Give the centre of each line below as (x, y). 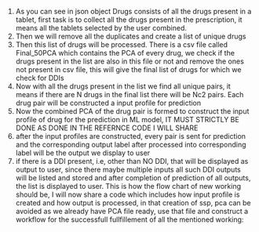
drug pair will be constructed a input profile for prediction (108, 103)
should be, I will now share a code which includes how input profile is (128, 194)
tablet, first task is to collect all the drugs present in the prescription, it (129, 20)
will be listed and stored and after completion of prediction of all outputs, (133, 178)
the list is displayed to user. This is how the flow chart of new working (128, 186)
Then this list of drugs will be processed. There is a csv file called (122, 45)
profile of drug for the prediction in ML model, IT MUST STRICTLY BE (127, 120)
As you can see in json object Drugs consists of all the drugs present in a (133, 11)
